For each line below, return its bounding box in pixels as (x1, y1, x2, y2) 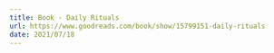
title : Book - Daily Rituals (9, 13, 120, 22)
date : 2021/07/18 (9, 30, 75, 39)
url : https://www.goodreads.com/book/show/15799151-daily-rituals (9, 22, 266, 31)
